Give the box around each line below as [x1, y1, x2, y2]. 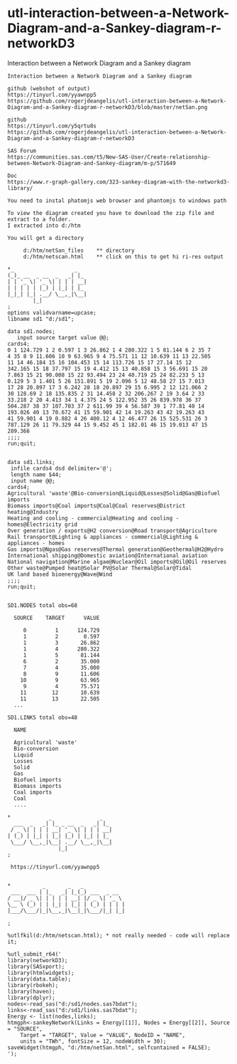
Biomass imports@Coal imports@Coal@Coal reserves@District [7, 502, 186, 510]
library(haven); [7, 988, 55, 995]
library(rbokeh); [7, 981, 59, 989]
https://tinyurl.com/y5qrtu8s [7, 122, 97, 130]
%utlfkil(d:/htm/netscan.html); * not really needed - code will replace [7, 932, 231, 939]
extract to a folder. [7, 216, 72, 223]
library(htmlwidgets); [7, 969, 75, 976]
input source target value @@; [16, 334, 110, 341]
